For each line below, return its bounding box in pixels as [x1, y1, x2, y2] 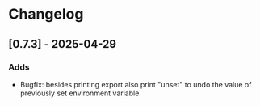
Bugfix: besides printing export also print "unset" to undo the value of [19, 79, 252, 89]
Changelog [8, 5, 84, 23]
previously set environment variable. [19, 88, 141, 98]
